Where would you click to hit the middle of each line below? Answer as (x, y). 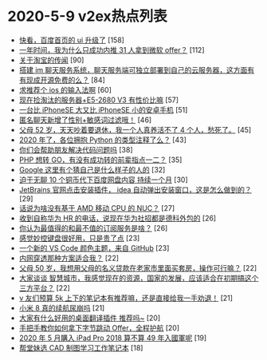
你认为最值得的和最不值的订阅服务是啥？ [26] (93, 227)
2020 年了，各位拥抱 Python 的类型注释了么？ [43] (102, 140)
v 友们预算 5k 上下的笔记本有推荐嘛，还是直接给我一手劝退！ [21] (126, 298)
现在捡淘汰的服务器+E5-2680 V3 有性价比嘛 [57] (99, 100)
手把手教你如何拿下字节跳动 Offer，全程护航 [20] (99, 327)
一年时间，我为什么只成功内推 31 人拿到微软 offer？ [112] (112, 49)
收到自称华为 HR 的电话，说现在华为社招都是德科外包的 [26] (118, 218)
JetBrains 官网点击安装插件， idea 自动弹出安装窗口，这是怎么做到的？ (135, 189)
